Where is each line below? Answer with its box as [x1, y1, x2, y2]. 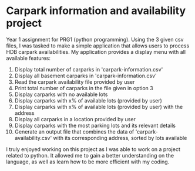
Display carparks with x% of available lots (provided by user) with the [14, 103, 183, 110]
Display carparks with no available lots [14, 91, 108, 98]
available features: [6, 54, 51, 61]
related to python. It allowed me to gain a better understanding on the [6, 152, 174, 159]
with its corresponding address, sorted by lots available [53, 134, 187, 141]
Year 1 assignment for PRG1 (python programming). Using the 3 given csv [6, 36, 184, 43]
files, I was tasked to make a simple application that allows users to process [6, 42, 190, 49]
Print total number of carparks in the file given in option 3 [14, 84, 154, 91]
